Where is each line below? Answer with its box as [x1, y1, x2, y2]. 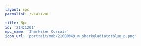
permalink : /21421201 [5, 12, 49, 16]
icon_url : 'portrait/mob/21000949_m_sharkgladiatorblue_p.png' [5, 34, 137, 39]
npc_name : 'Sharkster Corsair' [5, 30, 69, 34]
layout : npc [5, 7, 29, 12]
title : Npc [5, 20, 27, 25]
